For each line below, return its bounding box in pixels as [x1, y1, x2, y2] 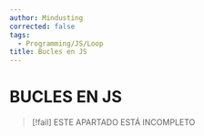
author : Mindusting [9, 13, 84, 23]
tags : [9, 30, 30, 39]
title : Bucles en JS [9, 47, 88, 57]
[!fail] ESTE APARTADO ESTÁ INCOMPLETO [31, 117, 196, 128]
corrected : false [9, 22, 76, 31]
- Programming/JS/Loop [17, 38, 104, 48]
